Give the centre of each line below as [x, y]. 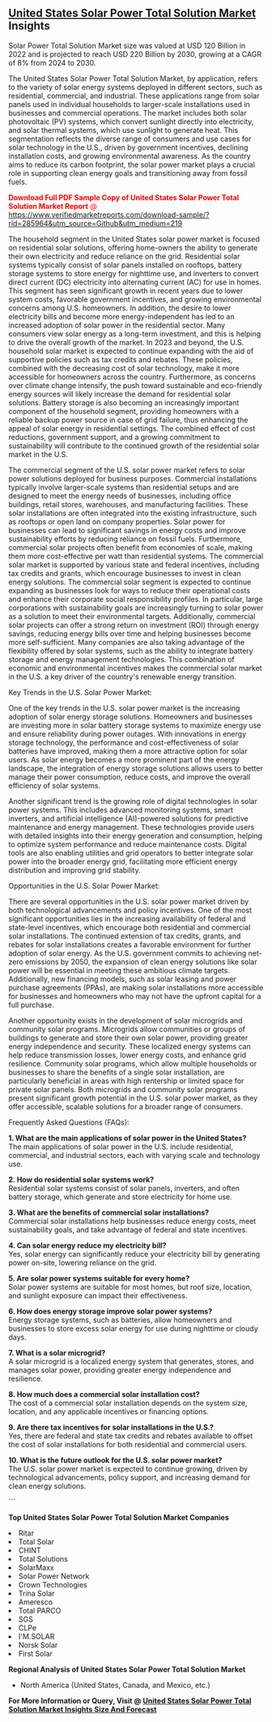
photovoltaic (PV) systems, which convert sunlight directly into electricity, [131, 122]
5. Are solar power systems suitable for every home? [99, 1278]
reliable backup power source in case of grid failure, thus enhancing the [128, 420]
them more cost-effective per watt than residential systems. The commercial [136, 556]
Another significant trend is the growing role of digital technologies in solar [133, 801]
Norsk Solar [38, 1645]
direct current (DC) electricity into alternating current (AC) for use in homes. [135, 282]
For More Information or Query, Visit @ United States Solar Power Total [130, 1700]
